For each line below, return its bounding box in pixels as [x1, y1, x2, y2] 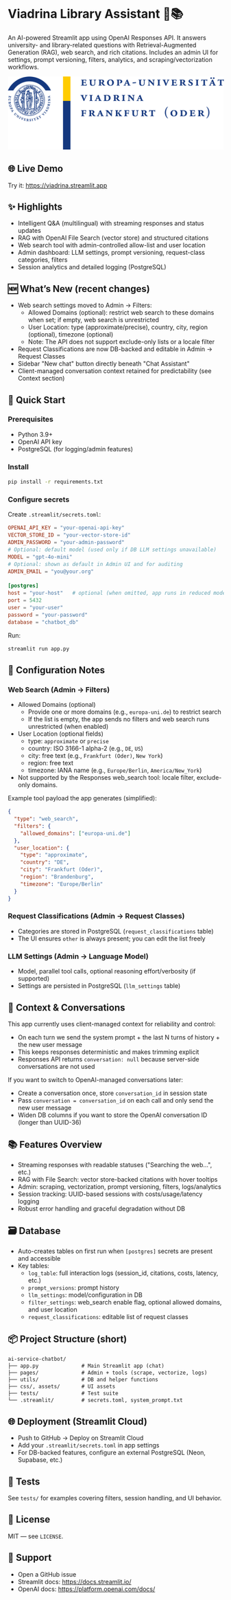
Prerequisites [8, 414, 53, 424]
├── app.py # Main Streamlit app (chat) [8, 1362, 165, 1370]
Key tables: [17, 1261, 50, 1270]
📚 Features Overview [8, 1139, 102, 1151]
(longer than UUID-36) [17, 1118, 82, 1126]
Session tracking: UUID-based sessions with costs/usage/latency [17, 1190, 203, 1198]
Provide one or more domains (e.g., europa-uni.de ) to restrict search [27, 708, 221, 716]
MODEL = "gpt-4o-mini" [8, 553, 73, 561]
